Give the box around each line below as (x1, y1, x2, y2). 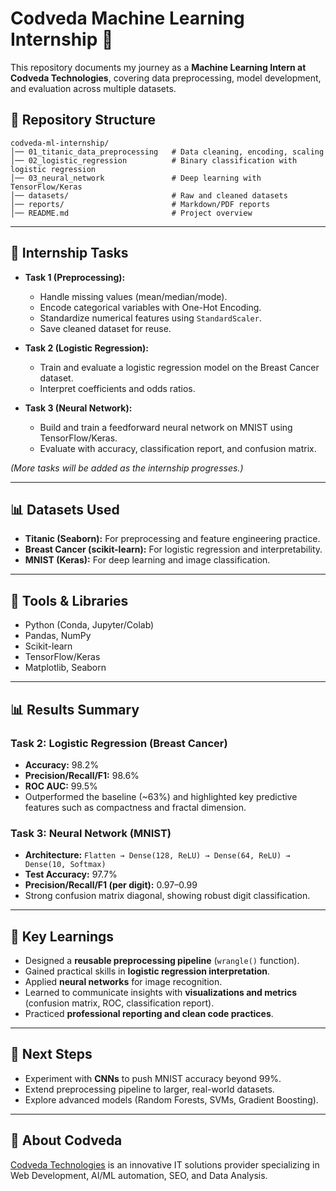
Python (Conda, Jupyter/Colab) (24, 619, 155, 631)
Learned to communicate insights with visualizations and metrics (24, 986, 298, 998)
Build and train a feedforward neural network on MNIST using (39, 421, 293, 433)
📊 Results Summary (10, 701, 140, 718)
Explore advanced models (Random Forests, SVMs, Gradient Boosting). (24, 1093, 319, 1106)
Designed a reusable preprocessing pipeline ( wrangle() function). (24, 954, 300, 966)
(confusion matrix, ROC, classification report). (24, 997, 215, 1009)
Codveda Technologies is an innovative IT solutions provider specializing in (10, 1158, 320, 1171)
